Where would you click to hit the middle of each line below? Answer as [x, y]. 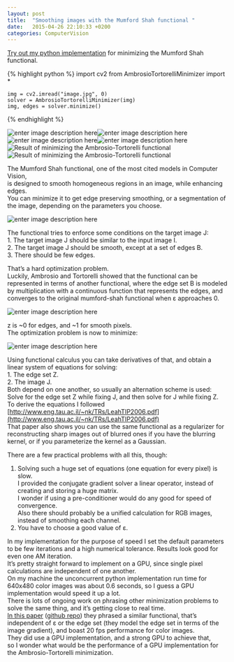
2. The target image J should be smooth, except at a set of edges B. [105, 248]
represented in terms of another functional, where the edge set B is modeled [117, 284]
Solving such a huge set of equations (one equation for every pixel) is [117, 469]
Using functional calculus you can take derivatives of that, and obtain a [109, 360]
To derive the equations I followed [56, 404]
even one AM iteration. [40, 557]
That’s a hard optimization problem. [58, 269]
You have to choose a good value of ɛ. [72, 528]
